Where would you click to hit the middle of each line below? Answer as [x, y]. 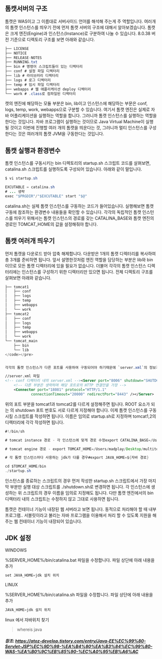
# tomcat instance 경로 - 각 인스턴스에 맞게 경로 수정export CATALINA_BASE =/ [79, 440]
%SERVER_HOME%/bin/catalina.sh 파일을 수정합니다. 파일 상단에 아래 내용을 [79, 595]
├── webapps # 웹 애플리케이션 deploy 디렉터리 [48, 89]
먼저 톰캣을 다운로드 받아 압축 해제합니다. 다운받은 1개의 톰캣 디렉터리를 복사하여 [80, 253]
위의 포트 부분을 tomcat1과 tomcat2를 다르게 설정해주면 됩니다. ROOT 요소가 [78, 404]
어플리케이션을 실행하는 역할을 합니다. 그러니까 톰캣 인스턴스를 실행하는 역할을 [83, 116]
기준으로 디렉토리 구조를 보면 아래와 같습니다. [53, 39]
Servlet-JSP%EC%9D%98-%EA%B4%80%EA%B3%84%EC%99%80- [79, 646]
